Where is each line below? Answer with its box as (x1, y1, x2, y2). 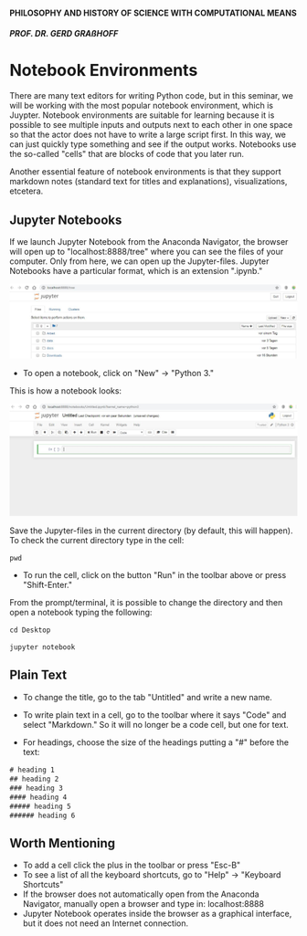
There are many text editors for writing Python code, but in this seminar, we (9, 90, 294, 101)
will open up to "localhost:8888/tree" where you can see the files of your (9, 246, 284, 257)
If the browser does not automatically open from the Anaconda (22, 889, 259, 899)
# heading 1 (9, 765, 55, 774)
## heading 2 (9, 774, 59, 784)
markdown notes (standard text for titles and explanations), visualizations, (9, 176, 288, 187)
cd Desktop (9, 626, 51, 635)
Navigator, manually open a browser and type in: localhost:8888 (22, 899, 265, 910)
